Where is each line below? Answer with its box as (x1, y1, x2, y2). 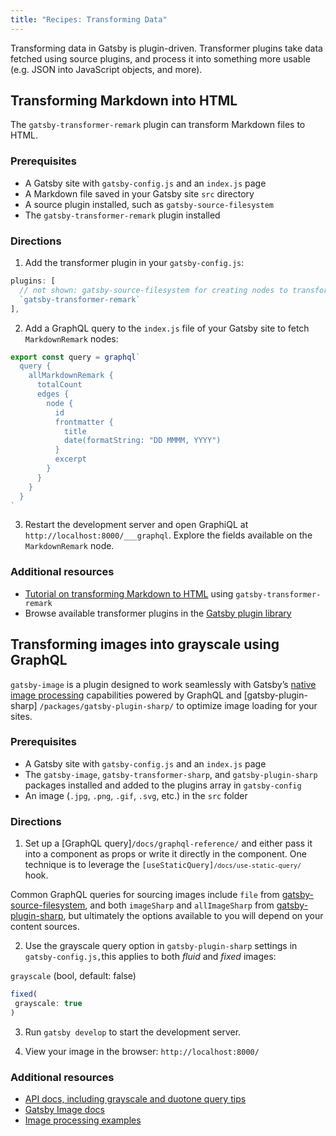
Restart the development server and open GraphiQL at (24, 519, 249, 531)
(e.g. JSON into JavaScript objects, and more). (10, 63, 203, 75)
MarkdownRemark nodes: (24, 332, 119, 345)
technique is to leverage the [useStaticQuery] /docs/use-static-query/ (24, 859, 302, 871)
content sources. (10, 921, 80, 933)
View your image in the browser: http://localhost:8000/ (24, 1045, 260, 1057)
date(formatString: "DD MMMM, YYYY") (63, 436, 222, 446)
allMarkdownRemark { (28, 371, 114, 381)
